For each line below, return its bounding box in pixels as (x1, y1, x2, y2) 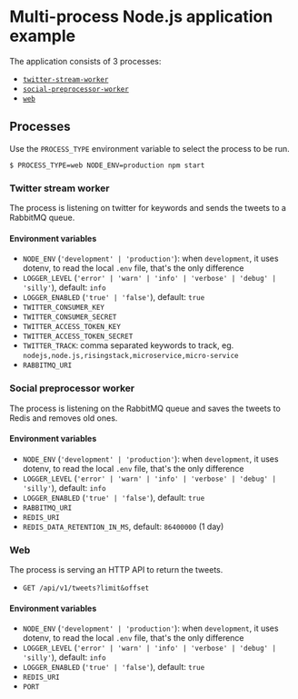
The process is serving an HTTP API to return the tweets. (9, 564, 223, 575)
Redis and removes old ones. (9, 412, 118, 424)
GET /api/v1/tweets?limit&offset (22, 584, 150, 593)
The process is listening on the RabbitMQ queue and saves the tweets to (9, 403, 282, 414)
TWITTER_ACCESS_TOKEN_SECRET (22, 332, 134, 342)
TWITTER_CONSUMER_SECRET (22, 313, 117, 322)
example (9, 25, 76, 46)
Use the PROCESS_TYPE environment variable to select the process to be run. (9, 143, 291, 154)
